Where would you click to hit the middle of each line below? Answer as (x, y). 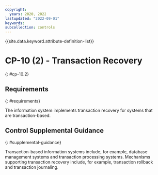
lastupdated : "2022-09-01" (32, 18)
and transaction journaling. (32, 167)
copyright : (16, 9)
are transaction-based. (28, 115)
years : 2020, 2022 (28, 14)
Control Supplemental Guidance (55, 131)
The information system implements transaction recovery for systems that (79, 110)
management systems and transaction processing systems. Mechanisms (78, 157)
